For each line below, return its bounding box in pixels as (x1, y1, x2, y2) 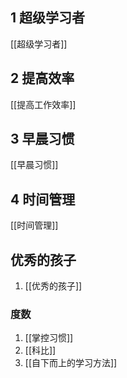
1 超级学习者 (10, 9, 86, 27)
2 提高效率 (10, 70, 75, 87)
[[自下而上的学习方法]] (24, 357, 118, 369)
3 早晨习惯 (10, 131, 75, 148)
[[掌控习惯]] (24, 332, 74, 344)
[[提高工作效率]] (10, 98, 77, 110)
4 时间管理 (10, 191, 76, 208)
